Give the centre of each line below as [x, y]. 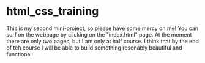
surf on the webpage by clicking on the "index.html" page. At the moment [99, 34]
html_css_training [53, 11]
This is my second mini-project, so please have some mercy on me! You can [102, 28]
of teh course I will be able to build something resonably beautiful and [94, 48]
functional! [20, 54]
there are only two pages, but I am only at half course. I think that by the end [102, 41]
